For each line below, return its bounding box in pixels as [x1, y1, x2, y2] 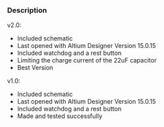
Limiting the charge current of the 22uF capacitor [16, 56, 157, 65]
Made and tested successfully [16, 112, 103, 120]
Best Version [16, 64, 54, 72]
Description [7, 5, 47, 15]
